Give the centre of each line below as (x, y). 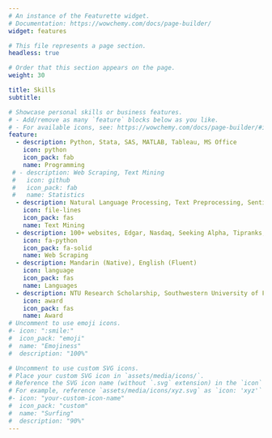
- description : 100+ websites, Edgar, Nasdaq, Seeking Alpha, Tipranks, (141, 233)
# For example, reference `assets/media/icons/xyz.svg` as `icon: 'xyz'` (136, 391)
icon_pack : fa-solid (57, 248)
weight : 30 (27, 75)
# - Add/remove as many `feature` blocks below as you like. (114, 120)
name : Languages (51, 286)
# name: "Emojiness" (45, 346)
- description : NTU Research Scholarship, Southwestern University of (137, 293)
